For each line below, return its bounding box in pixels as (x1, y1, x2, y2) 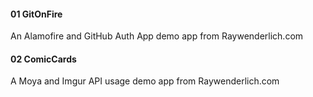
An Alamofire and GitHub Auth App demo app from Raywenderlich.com (10, 30, 304, 42)
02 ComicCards (10, 53, 77, 65)
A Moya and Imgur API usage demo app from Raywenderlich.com (10, 75, 280, 87)
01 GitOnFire (10, 8, 63, 20)
